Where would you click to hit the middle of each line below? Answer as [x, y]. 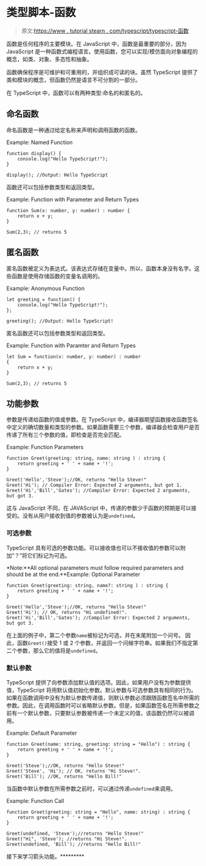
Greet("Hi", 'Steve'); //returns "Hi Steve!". [67, 839]
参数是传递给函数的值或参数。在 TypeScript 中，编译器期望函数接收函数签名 [102, 420]
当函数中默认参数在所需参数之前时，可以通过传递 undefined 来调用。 [91, 788]
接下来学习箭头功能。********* [45, 856]
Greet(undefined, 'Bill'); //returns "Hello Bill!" [74, 844]
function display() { [34, 153]
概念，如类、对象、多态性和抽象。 [49, 59]
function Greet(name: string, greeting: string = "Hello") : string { [98, 744]
